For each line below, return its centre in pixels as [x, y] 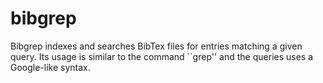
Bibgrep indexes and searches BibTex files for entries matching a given [156, 46]
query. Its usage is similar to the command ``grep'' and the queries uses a [162, 56]
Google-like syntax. [50, 67]
